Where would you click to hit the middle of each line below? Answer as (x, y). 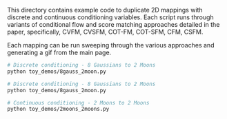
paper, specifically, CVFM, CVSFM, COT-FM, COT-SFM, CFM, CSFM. (105, 32)
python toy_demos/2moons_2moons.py (58, 109)
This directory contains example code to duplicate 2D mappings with (105, 10)
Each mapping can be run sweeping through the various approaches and (111, 45)
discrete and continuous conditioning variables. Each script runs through (110, 17)
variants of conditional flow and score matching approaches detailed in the (113, 24)
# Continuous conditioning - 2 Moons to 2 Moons (78, 102)
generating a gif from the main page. (59, 52)
